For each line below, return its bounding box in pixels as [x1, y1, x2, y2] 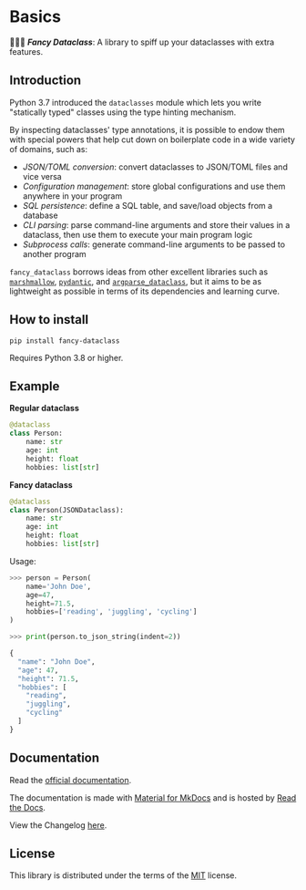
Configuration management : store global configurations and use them [22, 181, 286, 191]
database [22, 210, 58, 221]
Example [9, 378, 60, 394]
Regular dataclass [9, 403, 79, 414]
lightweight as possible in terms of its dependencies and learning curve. [9, 285, 280, 296]
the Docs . [9, 802, 46, 812]
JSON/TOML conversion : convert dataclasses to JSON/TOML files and [22, 161, 289, 172]
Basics [9, 6, 62, 27]
